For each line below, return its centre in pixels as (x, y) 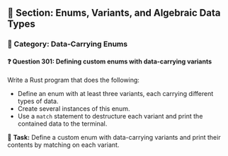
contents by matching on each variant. (63, 145)
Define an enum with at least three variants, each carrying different (115, 93)
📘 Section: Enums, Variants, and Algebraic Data (114, 13)
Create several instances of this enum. (74, 108)
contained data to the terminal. (62, 124)
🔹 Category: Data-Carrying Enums (68, 44)
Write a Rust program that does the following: (74, 80)
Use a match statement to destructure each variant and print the (110, 116)
